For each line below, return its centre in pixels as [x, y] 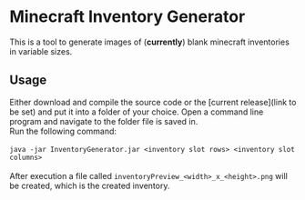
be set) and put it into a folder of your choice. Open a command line [137, 112]
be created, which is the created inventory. [90, 185]
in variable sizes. [41, 51]
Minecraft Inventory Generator [127, 17]
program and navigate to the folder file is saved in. [104, 121]
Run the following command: [63, 131]
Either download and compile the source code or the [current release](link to [153, 102]
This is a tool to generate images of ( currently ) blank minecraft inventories [149, 42]
